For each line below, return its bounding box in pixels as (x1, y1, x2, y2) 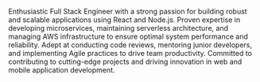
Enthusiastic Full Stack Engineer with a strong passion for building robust (8, 7, 248, 16)
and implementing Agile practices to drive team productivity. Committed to (8, 49, 253, 58)
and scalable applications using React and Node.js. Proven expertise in (8, 15, 241, 24)
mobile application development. (8, 65, 115, 74)
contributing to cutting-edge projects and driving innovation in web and (8, 57, 243, 66)
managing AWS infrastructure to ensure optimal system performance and (8, 32, 249, 41)
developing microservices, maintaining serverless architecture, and (8, 24, 229, 32)
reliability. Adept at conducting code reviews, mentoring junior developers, (8, 40, 253, 50)
